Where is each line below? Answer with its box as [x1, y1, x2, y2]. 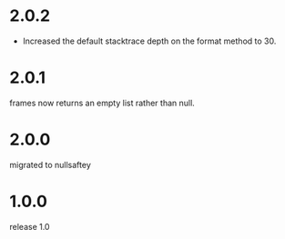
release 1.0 [9, 221, 50, 232]
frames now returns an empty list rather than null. [9, 97, 196, 108]
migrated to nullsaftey [9, 159, 91, 170]
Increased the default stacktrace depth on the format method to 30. [22, 35, 277, 46]
